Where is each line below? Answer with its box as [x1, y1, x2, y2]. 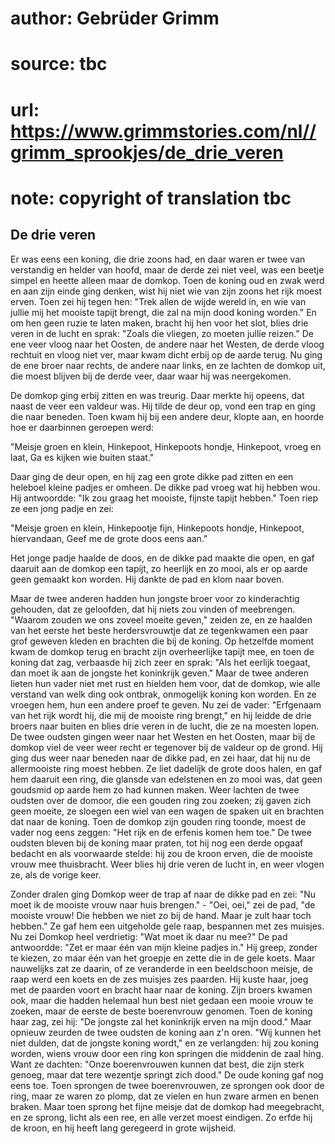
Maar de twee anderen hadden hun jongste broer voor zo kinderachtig [10, 592, 300, 604]
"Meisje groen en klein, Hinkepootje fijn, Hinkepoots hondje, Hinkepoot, [10, 522, 305, 534]
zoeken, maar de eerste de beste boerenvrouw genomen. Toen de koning [10, 1005, 313, 1017]
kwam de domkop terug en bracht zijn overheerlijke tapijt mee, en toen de [10, 645, 315, 657]
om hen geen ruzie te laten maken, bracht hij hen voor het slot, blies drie [10, 317, 309, 329]
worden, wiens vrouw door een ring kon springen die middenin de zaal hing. [10, 1047, 324, 1059]
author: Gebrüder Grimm [10, 7, 220, 30]
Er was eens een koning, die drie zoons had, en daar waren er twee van [10, 253, 306, 265]
